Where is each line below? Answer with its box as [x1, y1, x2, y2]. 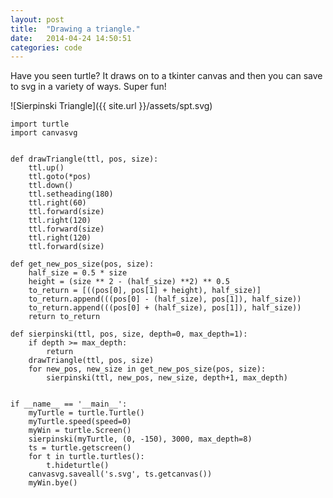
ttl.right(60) [28, 198, 87, 208]
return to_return [28, 312, 101, 322]
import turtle [10, 119, 70, 130]
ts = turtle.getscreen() [28, 443, 132, 453]
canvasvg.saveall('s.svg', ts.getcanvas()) [28, 469, 213, 480]
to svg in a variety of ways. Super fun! [10, 81, 167, 93]
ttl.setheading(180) [28, 189, 114, 200]
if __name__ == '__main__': [10, 399, 128, 410]
